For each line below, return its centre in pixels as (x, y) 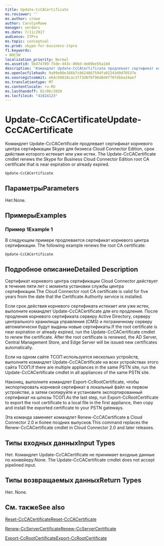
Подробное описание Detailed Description (72, 269)
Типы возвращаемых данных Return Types (73, 480)
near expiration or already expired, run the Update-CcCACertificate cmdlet (80, 332)
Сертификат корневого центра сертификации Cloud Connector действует (82, 281)
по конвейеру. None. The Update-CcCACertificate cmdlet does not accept (80, 460)
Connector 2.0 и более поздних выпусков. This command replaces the (77, 423)
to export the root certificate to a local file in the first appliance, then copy (79, 403)
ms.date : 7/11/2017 (25, 32)
